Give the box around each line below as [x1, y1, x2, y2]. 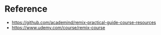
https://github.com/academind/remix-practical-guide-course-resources [11, 19, 157, 25]
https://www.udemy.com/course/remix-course [11, 24, 105, 30]
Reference [4, 3, 47, 15]
